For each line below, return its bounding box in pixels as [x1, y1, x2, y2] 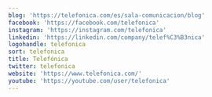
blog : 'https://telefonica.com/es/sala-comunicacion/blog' [8, 11, 206, 20]
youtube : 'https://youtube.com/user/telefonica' [8, 77, 170, 84]
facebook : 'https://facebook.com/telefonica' [8, 19, 159, 27]
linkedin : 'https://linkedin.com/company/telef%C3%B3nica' [8, 33, 206, 41]
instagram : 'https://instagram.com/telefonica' [8, 26, 167, 34]
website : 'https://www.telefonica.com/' [8, 70, 143, 77]
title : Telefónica [8, 56, 68, 63]
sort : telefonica [8, 48, 65, 56]
